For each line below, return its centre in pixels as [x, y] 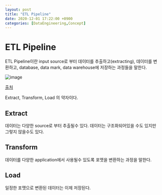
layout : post [18, 10]
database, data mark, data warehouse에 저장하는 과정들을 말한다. [83, 68]
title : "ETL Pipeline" [28, 14]
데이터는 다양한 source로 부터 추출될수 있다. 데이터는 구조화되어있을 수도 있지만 [81, 126]
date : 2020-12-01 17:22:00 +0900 [39, 19]
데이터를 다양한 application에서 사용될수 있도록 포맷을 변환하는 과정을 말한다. [78, 159]
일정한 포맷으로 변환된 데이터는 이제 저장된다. [48, 188]
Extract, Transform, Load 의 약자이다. [42, 97]
